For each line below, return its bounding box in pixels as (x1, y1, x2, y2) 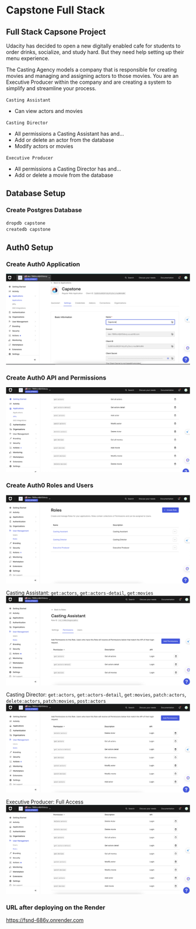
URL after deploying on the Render (6, 903, 106, 911)
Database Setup (6, 189, 66, 199)
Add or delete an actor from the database (14, 136, 114, 144)
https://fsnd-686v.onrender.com (6, 917, 84, 924)
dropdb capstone (6, 220, 45, 226)
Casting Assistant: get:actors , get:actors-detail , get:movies (6, 589, 153, 596)
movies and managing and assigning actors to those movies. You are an (6, 73, 179, 79)
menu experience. (6, 55, 50, 62)
